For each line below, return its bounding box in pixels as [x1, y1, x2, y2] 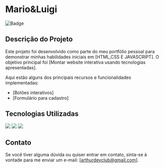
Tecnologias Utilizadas [5, 110, 79, 118]
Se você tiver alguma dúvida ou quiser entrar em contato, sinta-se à [5, 152, 147, 158]
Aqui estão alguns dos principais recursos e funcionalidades [5, 74, 132, 80]
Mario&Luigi [5, 4, 57, 15]
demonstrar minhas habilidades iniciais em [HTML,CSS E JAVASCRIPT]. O [5, 54, 159, 60]
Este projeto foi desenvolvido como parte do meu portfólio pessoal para [5, 48, 155, 54]
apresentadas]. [5, 64, 37, 70]
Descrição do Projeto [5, 35, 73, 44]
